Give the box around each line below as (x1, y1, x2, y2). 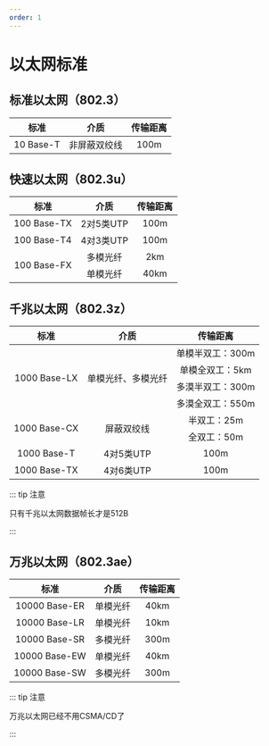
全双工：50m (188, 431, 243, 443)
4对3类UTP (80, 234, 129, 247)
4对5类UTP (103, 448, 151, 460)
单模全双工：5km (179, 364, 252, 376)
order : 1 (9, 13, 42, 22)
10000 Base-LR (15, 616, 85, 629)
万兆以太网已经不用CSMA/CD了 (9, 711, 126, 722)
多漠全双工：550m (175, 398, 256, 410)
